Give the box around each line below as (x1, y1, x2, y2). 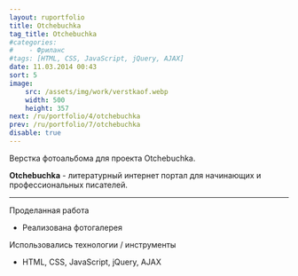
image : (9, 79, 34, 88)
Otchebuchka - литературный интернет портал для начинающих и (9, 170, 262, 180)
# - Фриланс (9, 46, 66, 55)
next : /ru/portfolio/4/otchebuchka (9, 112, 141, 121)
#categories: (9, 37, 58, 47)
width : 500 (25, 95, 66, 105)
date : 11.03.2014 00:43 (9, 63, 98, 72)
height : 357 (25, 104, 69, 113)
